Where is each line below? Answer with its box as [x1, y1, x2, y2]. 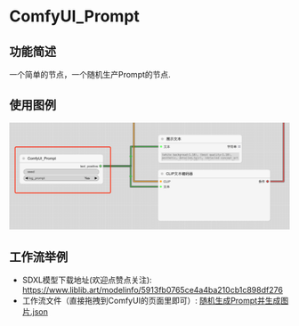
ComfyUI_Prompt [9, 6, 141, 27]
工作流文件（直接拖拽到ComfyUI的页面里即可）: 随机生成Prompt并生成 [21, 296, 281, 306]
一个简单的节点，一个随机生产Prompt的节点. [9, 69, 171, 79]
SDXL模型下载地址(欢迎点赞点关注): [21, 274, 153, 286]
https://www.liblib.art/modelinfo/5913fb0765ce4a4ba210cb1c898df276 [21, 285, 283, 296]
